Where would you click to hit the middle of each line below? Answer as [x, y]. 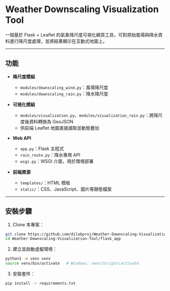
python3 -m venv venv [28, 259]
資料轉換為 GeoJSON [51, 121]
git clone [16, 234]
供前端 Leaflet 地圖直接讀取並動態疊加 [60, 128]
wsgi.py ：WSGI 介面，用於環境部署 [57, 161]
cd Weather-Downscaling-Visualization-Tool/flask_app [63, 239]
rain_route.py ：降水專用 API [50, 155]
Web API [22, 138]
